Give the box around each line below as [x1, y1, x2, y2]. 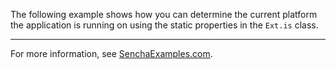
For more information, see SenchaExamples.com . [10, 48, 213, 59]
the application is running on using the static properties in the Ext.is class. [10, 19, 319, 31]
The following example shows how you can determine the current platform [10, 9, 318, 20]
